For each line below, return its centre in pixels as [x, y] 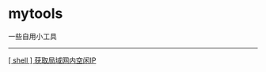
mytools [36, 14]
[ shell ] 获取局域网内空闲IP [52, 60]
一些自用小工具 [32, 36]
